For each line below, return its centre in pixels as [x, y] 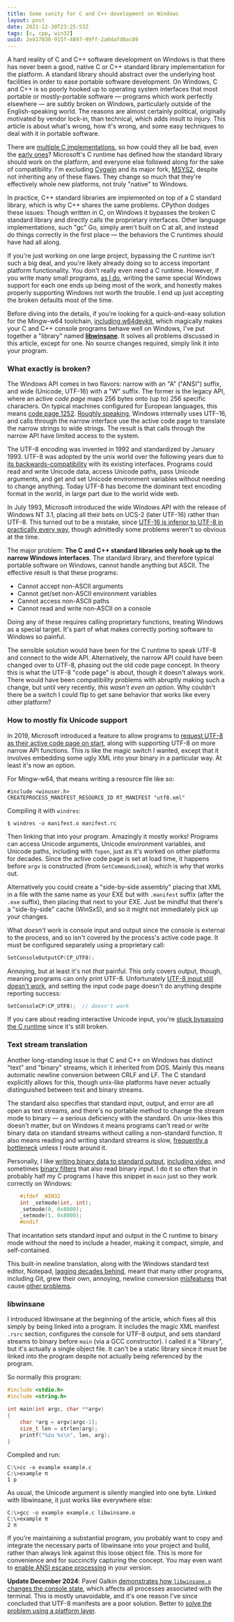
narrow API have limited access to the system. [73, 436]
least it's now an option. [41, 765]
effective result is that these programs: [63, 573]
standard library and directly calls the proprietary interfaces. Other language [117, 220]
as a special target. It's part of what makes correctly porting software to [110, 629]
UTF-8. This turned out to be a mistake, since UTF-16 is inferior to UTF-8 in [115, 522]
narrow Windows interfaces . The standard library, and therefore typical [111, 558]
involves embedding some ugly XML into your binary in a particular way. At [115, 758]
